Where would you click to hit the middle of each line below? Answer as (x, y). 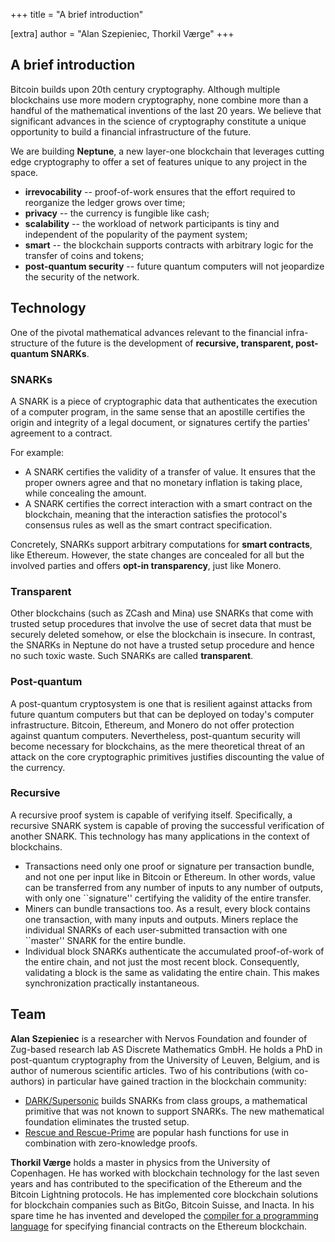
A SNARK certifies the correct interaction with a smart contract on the (168, 503)
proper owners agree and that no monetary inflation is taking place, (163, 482)
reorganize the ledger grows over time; (105, 202)
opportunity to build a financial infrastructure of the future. (131, 131)
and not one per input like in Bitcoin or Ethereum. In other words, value (170, 876)
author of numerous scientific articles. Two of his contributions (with (151, 1070)
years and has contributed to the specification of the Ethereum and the (156, 1183)
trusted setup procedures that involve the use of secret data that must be (161, 624)
